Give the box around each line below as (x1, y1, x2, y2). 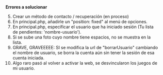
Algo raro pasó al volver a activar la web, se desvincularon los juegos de (12, 60, 158, 66)
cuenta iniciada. (12, 55, 45, 60)
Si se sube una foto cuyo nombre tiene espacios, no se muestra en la (12, 34, 151, 40)
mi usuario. (12, 65, 35, 71)
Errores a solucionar (5, 4, 48, 10)
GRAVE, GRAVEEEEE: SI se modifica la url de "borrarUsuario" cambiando (12, 45, 158, 50)
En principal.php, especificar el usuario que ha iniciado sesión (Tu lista (12, 24, 154, 30)
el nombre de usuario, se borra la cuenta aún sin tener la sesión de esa (12, 50, 155, 56)
